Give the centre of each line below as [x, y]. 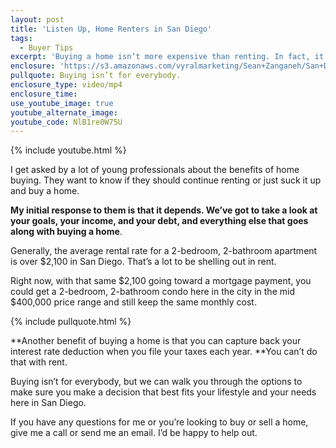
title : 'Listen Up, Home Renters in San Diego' [111, 29]
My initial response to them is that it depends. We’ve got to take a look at [164, 210]
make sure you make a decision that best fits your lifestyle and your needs [163, 392]
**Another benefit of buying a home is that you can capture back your [156, 341]
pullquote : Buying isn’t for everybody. [96, 76]
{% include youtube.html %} [68, 150]
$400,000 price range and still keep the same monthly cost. [133, 302]
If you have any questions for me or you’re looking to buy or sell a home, [159, 422]
